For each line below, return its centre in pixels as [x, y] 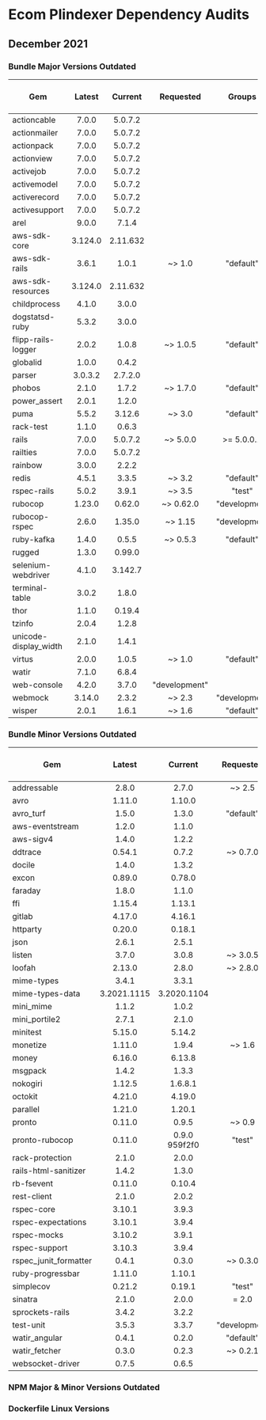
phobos [27, 388]
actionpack [33, 146]
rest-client [32, 1197]
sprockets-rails [41, 1312]
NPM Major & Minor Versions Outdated [84, 1388]
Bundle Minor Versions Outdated [72, 734]
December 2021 [48, 44]
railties [25, 452]
